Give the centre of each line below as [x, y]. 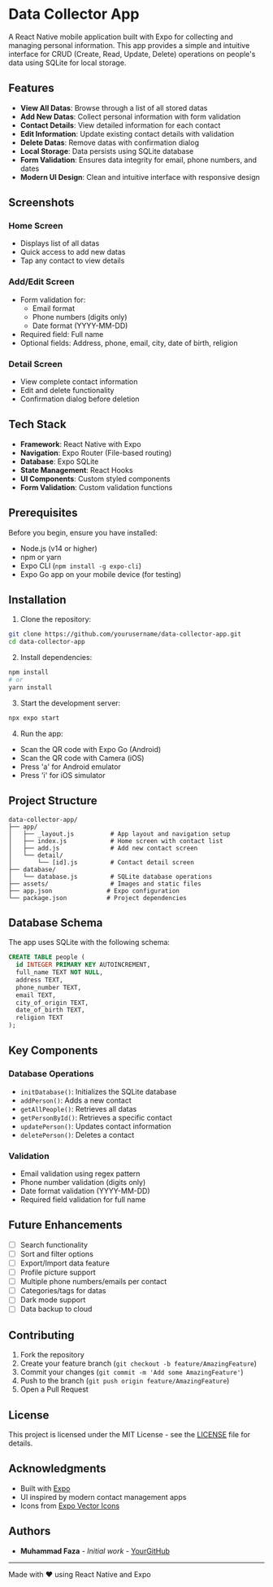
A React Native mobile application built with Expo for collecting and [121, 37]
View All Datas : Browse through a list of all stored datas [114, 107]
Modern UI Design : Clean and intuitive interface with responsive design [140, 177]
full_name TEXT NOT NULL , [60, 973]
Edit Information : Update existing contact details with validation [127, 133]
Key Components [53, 1051]
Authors [30, 1531]
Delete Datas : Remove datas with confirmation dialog [109, 142]
